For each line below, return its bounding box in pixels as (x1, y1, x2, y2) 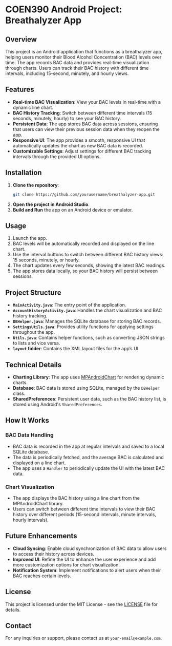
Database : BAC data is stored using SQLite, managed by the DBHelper (12, 385, 160, 391)
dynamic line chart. (12, 104, 54, 110)
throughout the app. (12, 329, 55, 335)
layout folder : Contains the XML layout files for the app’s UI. (12, 346, 140, 352)
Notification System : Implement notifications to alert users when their (12, 567, 161, 573)
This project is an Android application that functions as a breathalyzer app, (5, 49, 163, 54)
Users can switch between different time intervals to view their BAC (12, 506, 156, 512)
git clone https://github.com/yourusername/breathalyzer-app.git (12, 192, 155, 197)
